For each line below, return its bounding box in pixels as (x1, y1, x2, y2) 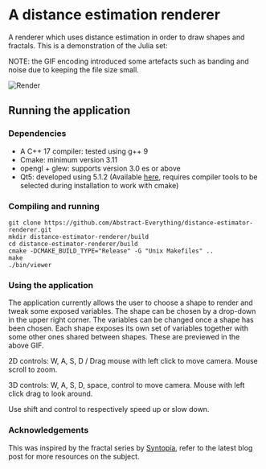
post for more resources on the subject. (8, 451, 140, 461)
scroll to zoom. (8, 364, 58, 375)
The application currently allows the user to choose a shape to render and (8, 298, 253, 307)
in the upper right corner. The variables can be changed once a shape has (8, 315, 255, 325)
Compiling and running (8, 200, 100, 212)
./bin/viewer (8, 261, 52, 269)
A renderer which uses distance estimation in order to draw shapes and (8, 32, 245, 42)
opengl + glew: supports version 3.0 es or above (19, 163, 181, 173)
